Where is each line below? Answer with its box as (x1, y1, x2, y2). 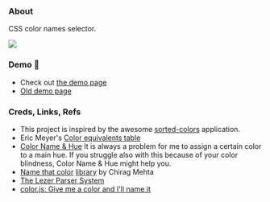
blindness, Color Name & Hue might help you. (19, 159, 172, 168)
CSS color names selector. (8, 24, 97, 34)
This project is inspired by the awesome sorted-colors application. (19, 124, 240, 134)
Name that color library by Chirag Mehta (19, 167, 155, 176)
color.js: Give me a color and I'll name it (19, 183, 152, 194)
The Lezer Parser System (19, 175, 105, 185)
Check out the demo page (19, 77, 107, 87)
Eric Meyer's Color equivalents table (19, 133, 141, 142)
